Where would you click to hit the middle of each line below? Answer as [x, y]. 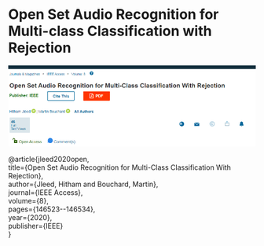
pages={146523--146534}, [52, 209]
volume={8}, [28, 200]
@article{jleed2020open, [49, 159]
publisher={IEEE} [36, 226]
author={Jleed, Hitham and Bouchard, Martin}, [83, 184]
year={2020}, [30, 217]
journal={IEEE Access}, [46, 192]
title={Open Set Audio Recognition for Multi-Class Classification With [120, 167]
